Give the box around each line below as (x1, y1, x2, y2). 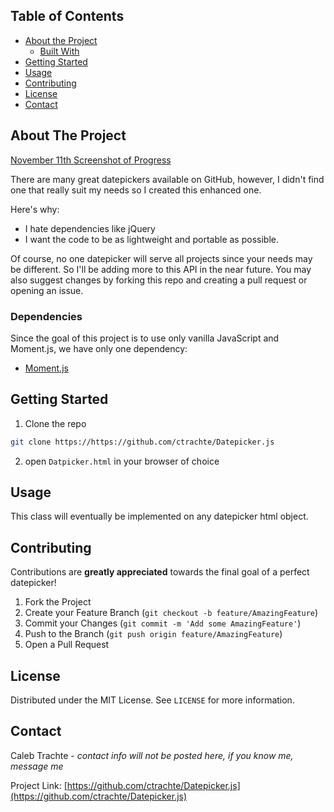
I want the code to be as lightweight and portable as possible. (24, 233, 279, 245)
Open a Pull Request (24, 639, 110, 651)
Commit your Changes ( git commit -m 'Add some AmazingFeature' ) (24, 617, 302, 629)
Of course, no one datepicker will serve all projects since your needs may (10, 252, 313, 264)
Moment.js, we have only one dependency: (10, 342, 188, 354)
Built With (39, 45, 80, 57)
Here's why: (10, 203, 60, 215)
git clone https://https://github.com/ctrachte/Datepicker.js (10, 437, 275, 447)
